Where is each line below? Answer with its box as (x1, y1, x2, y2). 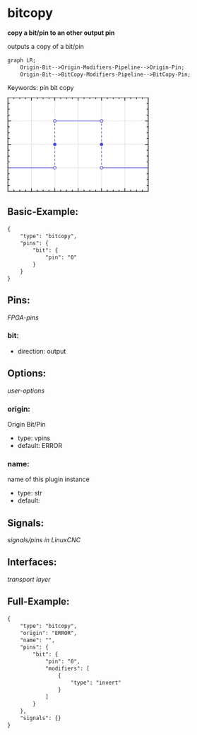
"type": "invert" (70, 679, 121, 686)
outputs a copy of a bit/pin (7, 42, 85, 50)
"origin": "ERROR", (20, 629, 78, 636)
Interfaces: (7, 556, 57, 568)
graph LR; (7, 57, 37, 64)
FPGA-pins (7, 313, 39, 322)
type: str (17, 489, 42, 498)
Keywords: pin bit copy (7, 83, 74, 91)
